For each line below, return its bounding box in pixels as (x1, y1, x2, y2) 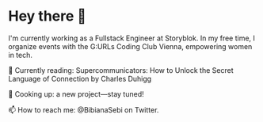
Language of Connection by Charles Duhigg (8, 74, 152, 83)
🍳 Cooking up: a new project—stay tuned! (8, 89, 144, 98)
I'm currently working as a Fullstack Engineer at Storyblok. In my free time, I (8, 33, 256, 43)
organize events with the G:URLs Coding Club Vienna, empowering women (8, 41, 253, 51)
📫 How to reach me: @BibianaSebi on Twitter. (8, 105, 159, 114)
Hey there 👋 (8, 7, 87, 25)
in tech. (8, 50, 33, 59)
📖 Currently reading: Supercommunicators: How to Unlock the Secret (8, 65, 234, 74)
